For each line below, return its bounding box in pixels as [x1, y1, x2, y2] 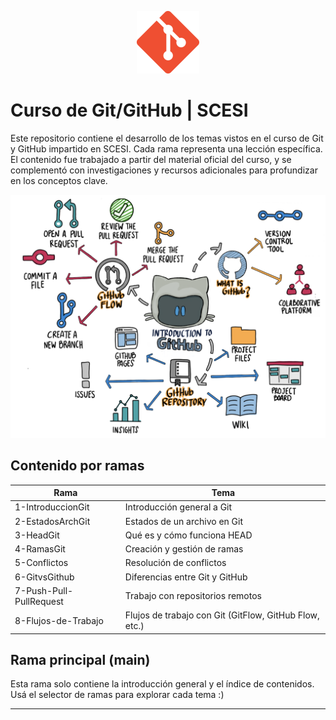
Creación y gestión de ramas [124, 543, 244, 555]
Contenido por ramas [10, 457, 145, 475]
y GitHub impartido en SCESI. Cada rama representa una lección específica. [10, 142, 323, 155]
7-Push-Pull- [14, 584, 74, 596]
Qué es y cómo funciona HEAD [124, 529, 253, 541]
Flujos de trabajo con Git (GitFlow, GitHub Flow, [124, 609, 320, 621]
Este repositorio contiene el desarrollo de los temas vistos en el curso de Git [10, 132, 324, 144]
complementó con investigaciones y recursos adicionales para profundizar [10, 164, 318, 176]
